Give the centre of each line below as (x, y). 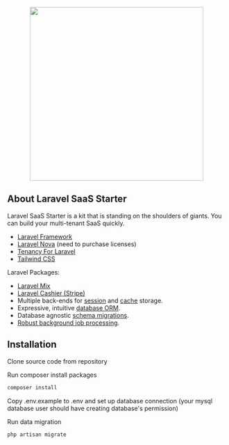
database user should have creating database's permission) (93, 408)
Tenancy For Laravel (46, 251)
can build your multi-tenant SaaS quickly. (66, 223)
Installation (32, 345)
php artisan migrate (37, 435)
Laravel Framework (45, 236)
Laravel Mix (34, 286)
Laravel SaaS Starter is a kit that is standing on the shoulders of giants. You (114, 216)
